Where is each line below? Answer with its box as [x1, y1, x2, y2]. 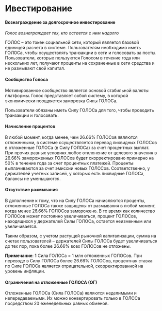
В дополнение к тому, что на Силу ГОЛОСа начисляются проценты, [5, 198, 146, 203]
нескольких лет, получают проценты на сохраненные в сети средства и [5, 60, 155, 66]
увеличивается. [5, 223, 38, 229]
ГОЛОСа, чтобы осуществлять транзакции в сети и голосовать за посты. [5, 50, 157, 56]
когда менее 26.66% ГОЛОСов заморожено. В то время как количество [5, 208, 155, 214]
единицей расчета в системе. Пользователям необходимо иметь [5, 45, 141, 51]
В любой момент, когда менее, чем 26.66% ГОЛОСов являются [5, 134, 138, 140]
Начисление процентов [5, 124, 56, 129]
